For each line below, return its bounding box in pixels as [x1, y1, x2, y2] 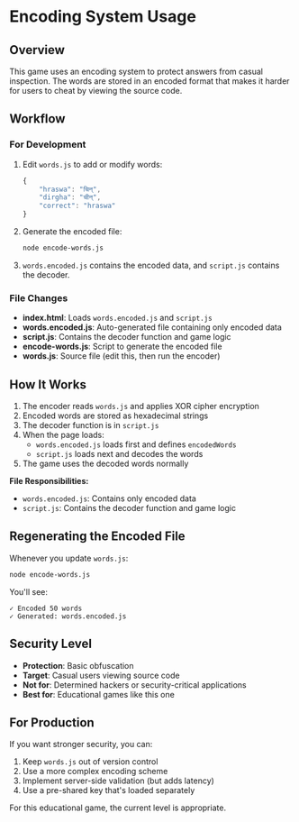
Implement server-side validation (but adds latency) [22, 775, 214, 786]
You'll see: [9, 586, 48, 597]
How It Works [9, 377, 87, 392]
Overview [9, 42, 66, 58]
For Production [9, 715, 95, 730]
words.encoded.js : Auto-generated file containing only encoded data [22, 322, 282, 333]
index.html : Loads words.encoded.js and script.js [22, 313, 213, 324]
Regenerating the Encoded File [9, 529, 186, 544]
